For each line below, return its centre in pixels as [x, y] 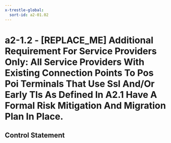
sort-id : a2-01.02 [29, 15]
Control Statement [35, 136]
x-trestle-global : [24, 10]
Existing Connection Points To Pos [79, 73]
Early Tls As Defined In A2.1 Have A [81, 95]
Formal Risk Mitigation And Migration [85, 105]
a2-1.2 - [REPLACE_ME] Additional [79, 40]
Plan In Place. [34, 116]
